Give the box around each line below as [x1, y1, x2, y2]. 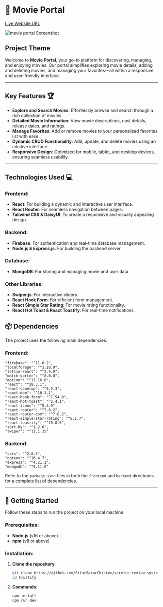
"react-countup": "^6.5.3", [5, 386, 62, 392]
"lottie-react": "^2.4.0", [5, 369, 60, 374]
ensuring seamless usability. [12, 154, 69, 160]
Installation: [5, 550, 34, 557]
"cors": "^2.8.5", [5, 451, 42, 456]
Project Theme [5, 44, 51, 53]
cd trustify [12, 575, 36, 580]
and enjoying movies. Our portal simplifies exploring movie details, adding [5, 62, 153, 68]
